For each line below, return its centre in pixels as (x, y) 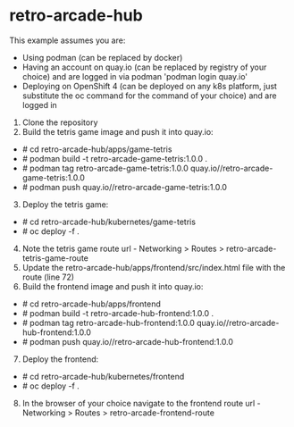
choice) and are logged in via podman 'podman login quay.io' (135, 76)
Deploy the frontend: (60, 359)
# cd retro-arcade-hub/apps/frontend (91, 304)
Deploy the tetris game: (65, 204)
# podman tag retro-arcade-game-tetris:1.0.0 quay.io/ (121, 168)
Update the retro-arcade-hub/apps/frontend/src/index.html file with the (154, 267)
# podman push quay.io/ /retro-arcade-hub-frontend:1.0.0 (128, 341)
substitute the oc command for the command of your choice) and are (149, 96)
